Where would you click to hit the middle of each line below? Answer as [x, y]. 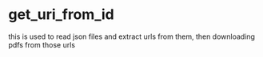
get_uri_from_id [61, 15]
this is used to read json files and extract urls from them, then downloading [132, 36]
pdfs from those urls [42, 44]
